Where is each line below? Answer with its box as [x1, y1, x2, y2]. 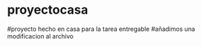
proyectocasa [7, 2, 89, 18]
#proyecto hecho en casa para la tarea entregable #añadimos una [7, 25, 196, 33]
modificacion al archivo [7, 32, 74, 40]
